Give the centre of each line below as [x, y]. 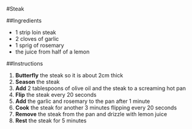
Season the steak [37, 82]
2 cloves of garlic [37, 39]
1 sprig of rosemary [39, 45]
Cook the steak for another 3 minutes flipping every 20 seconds [96, 108]
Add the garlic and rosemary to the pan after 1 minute [83, 101]
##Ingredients [24, 20]
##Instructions [25, 64]
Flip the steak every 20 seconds [56, 95]
